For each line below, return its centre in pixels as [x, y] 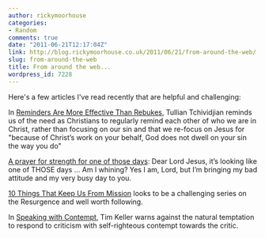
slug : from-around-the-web [53, 60]
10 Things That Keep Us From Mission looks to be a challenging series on [127, 193]
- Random [23, 30]
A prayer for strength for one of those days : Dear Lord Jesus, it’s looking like [132, 161]
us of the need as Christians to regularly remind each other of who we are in [132, 120]
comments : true [33, 38]
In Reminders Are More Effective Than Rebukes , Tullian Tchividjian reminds [130, 112]
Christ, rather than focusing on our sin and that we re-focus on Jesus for [127, 129]
